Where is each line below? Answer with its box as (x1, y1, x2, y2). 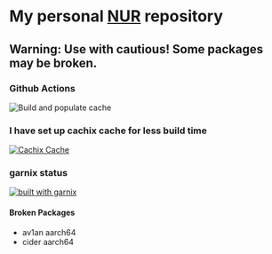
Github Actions (9, 82, 76, 94)
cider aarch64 (21, 236, 74, 247)
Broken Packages (9, 207, 76, 218)
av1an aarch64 (21, 226, 76, 237)
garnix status (9, 167, 68, 179)
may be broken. (9, 55, 98, 70)
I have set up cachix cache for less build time (9, 124, 207, 137)
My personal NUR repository (9, 6, 224, 27)
